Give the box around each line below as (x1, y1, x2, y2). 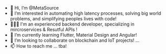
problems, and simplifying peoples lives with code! (10, 16, 117, 21)
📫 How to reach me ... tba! (10, 43, 67, 49)
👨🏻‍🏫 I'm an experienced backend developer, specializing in (10, 21, 135, 27)
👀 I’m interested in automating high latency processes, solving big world (10, 10, 161, 16)
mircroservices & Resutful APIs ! (10, 26, 78, 33)
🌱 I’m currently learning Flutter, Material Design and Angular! (10, 32, 137, 38)
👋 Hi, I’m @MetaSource (10, 5, 59, 11)
